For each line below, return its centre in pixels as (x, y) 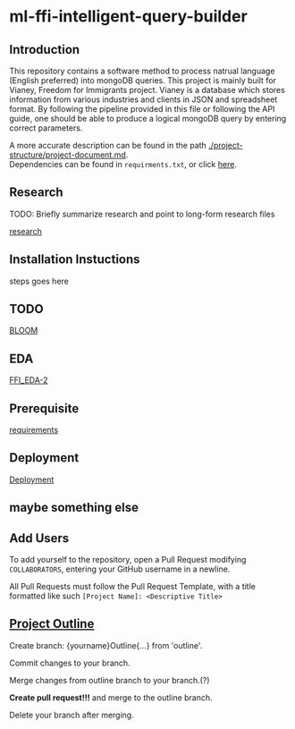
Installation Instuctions (75, 260)
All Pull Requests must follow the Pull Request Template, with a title (133, 587)
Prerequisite (44, 408)
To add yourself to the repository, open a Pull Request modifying (128, 560)
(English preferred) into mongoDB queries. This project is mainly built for (143, 81)
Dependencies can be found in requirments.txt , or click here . (123, 164)
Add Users (39, 538)
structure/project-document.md (68, 155)
